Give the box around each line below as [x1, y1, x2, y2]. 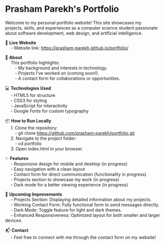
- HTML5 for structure [10, 92, 56, 98]
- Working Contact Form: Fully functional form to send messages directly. [10, 202, 160, 208]
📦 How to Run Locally [5, 118, 52, 123]
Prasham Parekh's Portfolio [5, 3, 119, 15]
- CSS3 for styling [10, 97, 47, 103]
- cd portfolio [14, 140, 42, 146]
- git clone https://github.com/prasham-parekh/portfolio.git [14, 130, 135, 136]
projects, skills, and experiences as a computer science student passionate [5, 25, 158, 31]
